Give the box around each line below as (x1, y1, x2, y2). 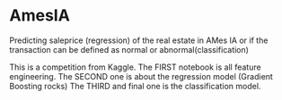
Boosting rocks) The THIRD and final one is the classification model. (9, 80, 261, 91)
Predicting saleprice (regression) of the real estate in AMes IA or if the (9, 35, 269, 46)
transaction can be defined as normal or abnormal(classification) (9, 44, 250, 54)
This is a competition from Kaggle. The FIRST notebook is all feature (9, 62, 262, 72)
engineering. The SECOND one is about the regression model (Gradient (9, 71, 274, 81)
